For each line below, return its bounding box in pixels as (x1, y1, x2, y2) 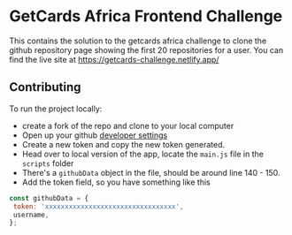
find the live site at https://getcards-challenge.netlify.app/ (9, 54, 219, 64)
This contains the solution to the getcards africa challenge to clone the (9, 35, 267, 46)
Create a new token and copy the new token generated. (21, 139, 226, 149)
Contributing (9, 80, 81, 95)
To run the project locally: (9, 103, 103, 114)
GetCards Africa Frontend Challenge (9, 6, 283, 27)
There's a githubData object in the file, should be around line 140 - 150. (21, 167, 280, 178)
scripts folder (21, 157, 74, 169)
